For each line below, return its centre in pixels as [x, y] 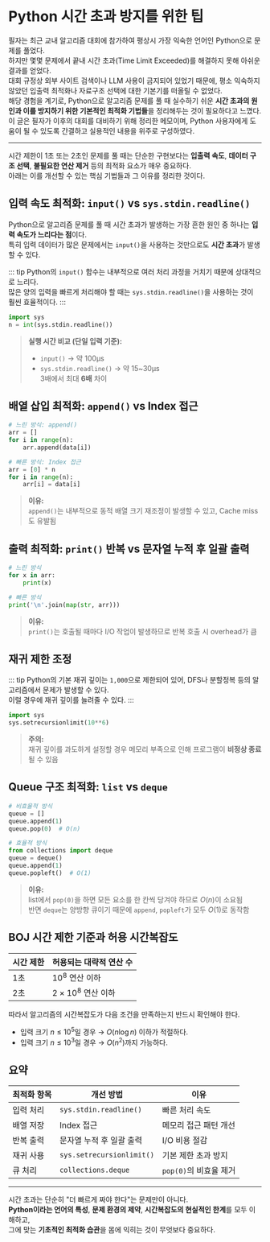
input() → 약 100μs [72, 358]
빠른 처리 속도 [186, 1110]
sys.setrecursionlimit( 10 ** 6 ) [59, 723]
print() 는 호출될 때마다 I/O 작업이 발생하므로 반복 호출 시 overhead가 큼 [142, 631]
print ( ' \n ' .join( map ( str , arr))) [64, 604]
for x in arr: [32, 576]
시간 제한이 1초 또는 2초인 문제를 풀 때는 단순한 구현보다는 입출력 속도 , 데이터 [129, 155]
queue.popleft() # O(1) [50, 873]
